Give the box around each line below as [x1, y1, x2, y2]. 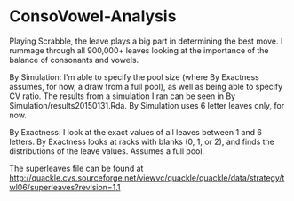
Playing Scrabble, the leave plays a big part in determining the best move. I [9, 36, 283, 46]
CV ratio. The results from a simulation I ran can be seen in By [9, 91, 236, 101]
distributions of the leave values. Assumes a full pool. [9, 145, 205, 157]
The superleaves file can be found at [9, 163, 144, 173]
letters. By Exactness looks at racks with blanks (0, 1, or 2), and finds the [9, 136, 275, 147]
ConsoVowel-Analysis [9, 6, 177, 27]
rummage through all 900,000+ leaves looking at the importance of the [9, 44, 269, 55]
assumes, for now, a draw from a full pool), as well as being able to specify [9, 81, 283, 92]
